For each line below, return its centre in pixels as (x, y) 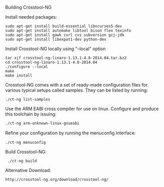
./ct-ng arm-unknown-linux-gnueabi (42, 123)
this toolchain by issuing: (31, 114)
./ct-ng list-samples (28, 100)
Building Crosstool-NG (28, 7)
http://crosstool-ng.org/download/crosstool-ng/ (57, 179)
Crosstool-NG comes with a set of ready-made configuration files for (76, 85)
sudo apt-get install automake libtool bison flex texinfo (68, 31)
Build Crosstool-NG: (26, 152)
